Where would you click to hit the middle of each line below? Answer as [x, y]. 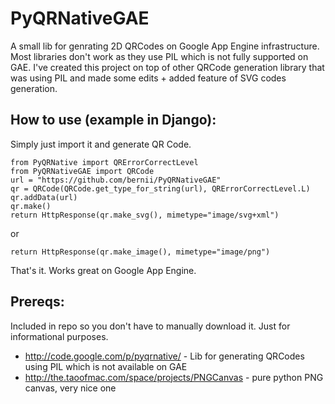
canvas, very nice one [70, 388]
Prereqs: [37, 302]
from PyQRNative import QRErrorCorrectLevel [104, 162]
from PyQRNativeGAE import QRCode [82, 171]
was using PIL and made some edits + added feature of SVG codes [148, 78]
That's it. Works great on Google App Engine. [103, 270]
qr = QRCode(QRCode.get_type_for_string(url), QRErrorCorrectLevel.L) [160, 188]
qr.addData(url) [44, 197]
